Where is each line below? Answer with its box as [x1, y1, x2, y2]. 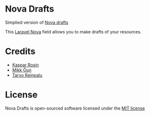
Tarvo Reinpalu [12, 72, 42, 78]
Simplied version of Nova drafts [5, 19, 69, 25]
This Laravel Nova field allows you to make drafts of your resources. [5, 29, 142, 34]
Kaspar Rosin [12, 62, 39, 67]
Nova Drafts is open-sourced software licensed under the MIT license [5, 105, 145, 111]
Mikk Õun [12, 67, 32, 73]
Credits [5, 46, 36, 57]
